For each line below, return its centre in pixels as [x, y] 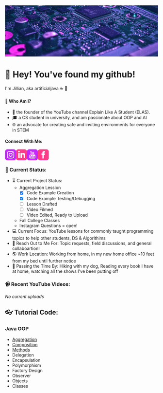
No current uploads [24, 297]
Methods [21, 350]
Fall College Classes [40, 220]
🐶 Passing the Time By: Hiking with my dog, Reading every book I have [83, 266]
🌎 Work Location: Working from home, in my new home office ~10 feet [83, 254]
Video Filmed [40, 209]
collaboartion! [26, 248]
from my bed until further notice [44, 261]
